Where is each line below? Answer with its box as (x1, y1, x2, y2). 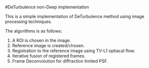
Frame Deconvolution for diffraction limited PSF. (12, 58, 108, 64)
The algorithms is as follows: (5, 28, 62, 34)
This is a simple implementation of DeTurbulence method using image (5, 14, 145, 19)
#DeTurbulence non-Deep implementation (5, 4, 89, 10)
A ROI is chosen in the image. (12, 37, 71, 43)
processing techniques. (5, 19, 52, 24)
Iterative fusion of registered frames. (12, 53, 86, 59)
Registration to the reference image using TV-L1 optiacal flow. (12, 48, 135, 53)
